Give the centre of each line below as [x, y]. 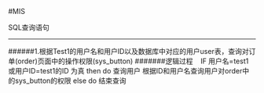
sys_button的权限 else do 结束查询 [70, 80]
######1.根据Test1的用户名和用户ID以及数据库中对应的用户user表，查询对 [128, 51]
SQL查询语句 [29, 27]
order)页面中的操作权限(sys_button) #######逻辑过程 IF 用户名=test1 [133, 61]
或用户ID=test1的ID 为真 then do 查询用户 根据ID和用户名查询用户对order [125, 71]
